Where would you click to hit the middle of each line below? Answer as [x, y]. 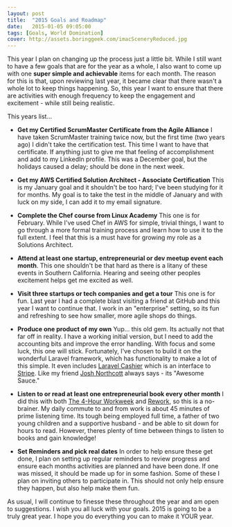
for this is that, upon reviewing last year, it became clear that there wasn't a [115, 81]
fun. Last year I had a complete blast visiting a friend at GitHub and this [118, 301]
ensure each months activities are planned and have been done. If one [118, 466]
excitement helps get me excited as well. [75, 280]
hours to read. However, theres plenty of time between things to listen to [121, 431]
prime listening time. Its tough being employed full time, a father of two [118, 416]
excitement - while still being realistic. [61, 103]
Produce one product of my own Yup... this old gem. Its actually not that [121, 329]
